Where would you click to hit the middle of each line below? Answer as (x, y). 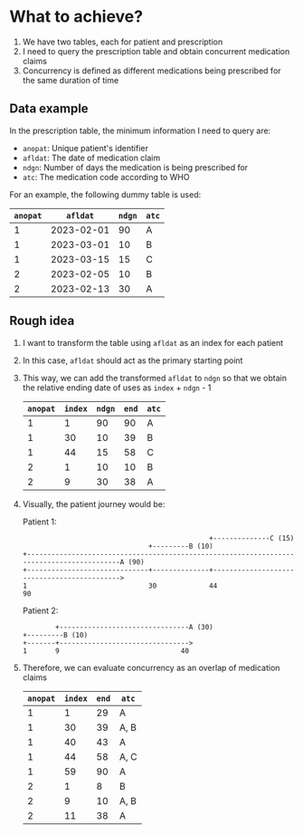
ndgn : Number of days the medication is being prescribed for (135, 167)
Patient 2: (40, 610)
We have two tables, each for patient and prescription (123, 42)
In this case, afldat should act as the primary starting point (133, 360)
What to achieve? (76, 17)
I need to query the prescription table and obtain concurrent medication (156, 51)
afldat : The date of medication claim (91, 158)
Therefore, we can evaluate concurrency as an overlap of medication (151, 667)
